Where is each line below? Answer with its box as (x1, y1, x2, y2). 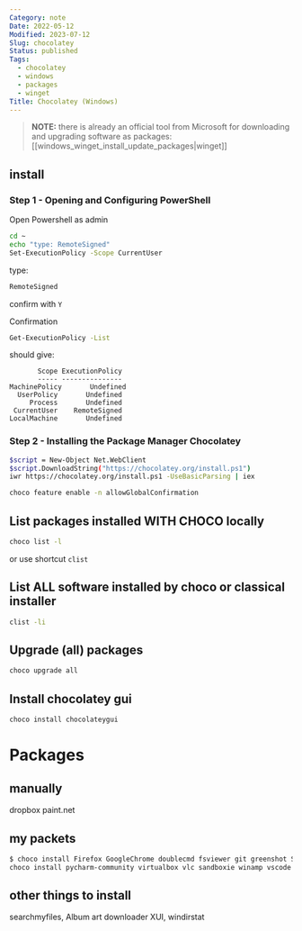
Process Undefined (29, 398, 123, 408)
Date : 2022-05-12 (9, 22, 75, 31)
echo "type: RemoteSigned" (9, 240, 111, 249)
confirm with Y (9, 298, 63, 309)
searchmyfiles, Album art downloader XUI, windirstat (9, 911, 205, 923)
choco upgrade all (9, 666, 78, 675)
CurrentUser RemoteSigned (13, 406, 123, 415)
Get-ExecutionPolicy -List (9, 333, 111, 342)
